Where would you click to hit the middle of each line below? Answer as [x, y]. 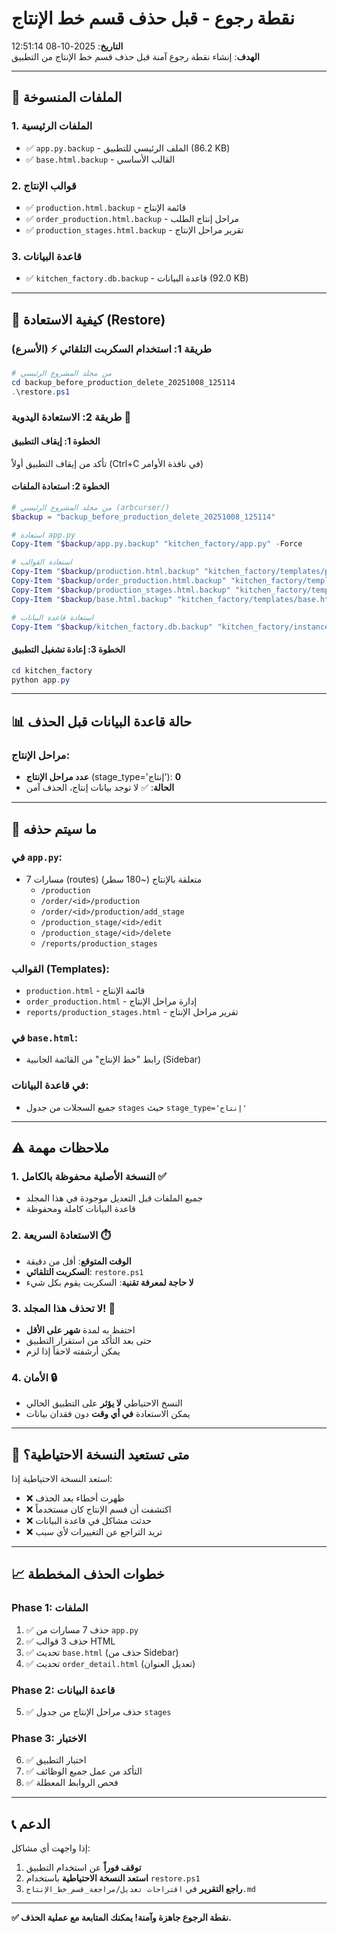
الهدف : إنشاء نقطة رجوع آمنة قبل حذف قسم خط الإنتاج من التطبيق [135, 56]
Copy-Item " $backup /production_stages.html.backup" [121, 590]
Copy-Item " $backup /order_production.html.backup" [119, 581]
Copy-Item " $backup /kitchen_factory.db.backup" [112, 627]
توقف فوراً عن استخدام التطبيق [83, 1868]
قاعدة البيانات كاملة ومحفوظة [80, 1209]
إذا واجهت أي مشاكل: [51, 1848]
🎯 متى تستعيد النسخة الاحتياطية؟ [100, 1454]
